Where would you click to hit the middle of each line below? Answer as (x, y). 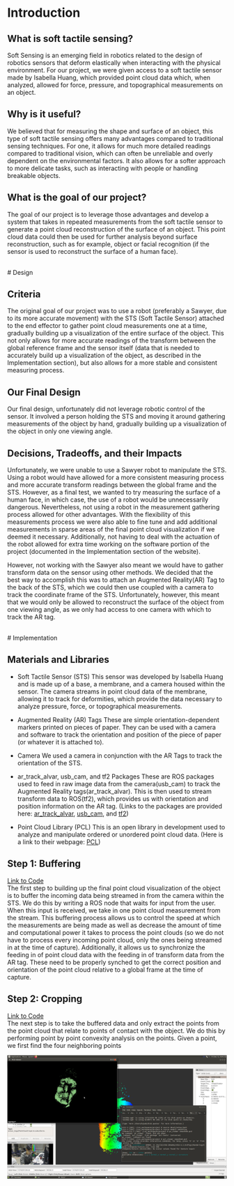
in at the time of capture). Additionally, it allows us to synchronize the (106, 947)
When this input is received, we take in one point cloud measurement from (114, 910)
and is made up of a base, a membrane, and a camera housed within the (121, 684)
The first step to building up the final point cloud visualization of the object (114, 888)
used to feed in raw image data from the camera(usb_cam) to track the (119, 783)
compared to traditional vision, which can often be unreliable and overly (110, 153)
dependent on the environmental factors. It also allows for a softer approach (117, 160)
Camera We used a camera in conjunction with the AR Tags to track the (120, 756)
